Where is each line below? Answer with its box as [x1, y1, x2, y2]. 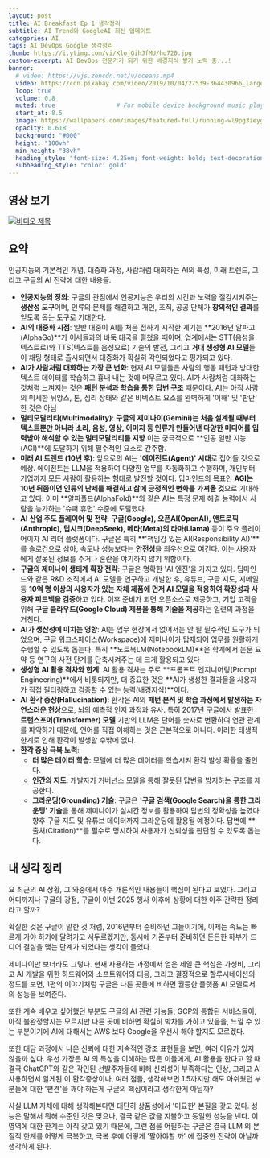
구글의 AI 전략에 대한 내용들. [22, 275, 112, 284]
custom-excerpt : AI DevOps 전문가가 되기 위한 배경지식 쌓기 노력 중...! [8, 57, 231, 65]
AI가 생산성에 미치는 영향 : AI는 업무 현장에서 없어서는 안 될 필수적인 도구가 [19, 624, 252, 634]
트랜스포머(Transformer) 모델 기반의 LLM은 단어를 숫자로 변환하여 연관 [19, 714, 246, 725]
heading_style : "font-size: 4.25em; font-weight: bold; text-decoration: [15, 154, 268, 162]
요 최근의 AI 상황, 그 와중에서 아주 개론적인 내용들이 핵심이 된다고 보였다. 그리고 [8, 884, 257, 894]
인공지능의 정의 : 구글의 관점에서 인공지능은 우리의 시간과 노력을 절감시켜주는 [19, 292, 259, 302]
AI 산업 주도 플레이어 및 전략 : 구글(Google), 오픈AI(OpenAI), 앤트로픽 [19, 513, 239, 523]
